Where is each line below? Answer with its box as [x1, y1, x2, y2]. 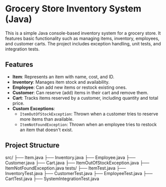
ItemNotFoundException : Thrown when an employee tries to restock [19, 121, 157, 127]
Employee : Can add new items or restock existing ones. [12, 84, 127, 90]
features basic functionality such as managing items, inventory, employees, [5, 35, 160, 41]
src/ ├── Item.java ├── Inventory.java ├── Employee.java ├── [5, 154, 136, 160]
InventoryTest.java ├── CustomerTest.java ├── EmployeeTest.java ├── [5, 170, 153, 176]
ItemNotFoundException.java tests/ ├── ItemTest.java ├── [5, 165, 126, 171]
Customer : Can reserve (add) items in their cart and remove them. [12, 89, 149, 95]
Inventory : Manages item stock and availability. [12, 79, 110, 85]
